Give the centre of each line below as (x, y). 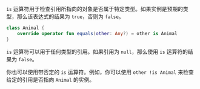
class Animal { (25, 28)
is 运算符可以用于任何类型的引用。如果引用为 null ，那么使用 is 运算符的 (97, 51)
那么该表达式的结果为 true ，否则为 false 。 (70, 16)
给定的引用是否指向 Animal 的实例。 (51, 79)
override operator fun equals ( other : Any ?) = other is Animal (97, 33)
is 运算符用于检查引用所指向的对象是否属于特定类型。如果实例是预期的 (95, 9)
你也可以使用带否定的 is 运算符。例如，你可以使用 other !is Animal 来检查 (100, 72)
